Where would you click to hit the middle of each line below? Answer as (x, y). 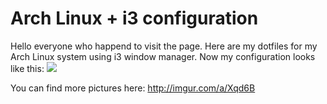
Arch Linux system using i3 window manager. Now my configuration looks (163, 56)
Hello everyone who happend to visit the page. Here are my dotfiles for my (164, 46)
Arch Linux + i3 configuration (134, 18)
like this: (27, 68)
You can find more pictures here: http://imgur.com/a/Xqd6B (133, 88)
